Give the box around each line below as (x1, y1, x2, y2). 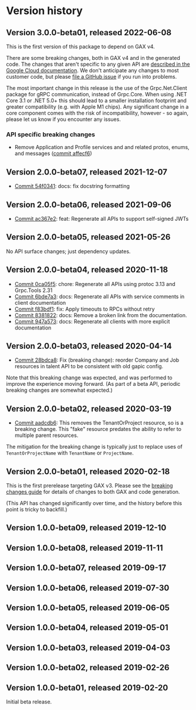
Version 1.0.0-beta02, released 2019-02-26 (6, 662, 170, 673)
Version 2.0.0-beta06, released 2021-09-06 (6, 200, 172, 210)
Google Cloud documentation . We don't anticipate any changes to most (6, 67, 179, 74)
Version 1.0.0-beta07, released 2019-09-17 (6, 563, 167, 573)
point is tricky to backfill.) (6, 506, 67, 513)
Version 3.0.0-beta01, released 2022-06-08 (6, 28, 172, 38)
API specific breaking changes (6, 130, 96, 139)
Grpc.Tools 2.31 (14, 287, 53, 294)
